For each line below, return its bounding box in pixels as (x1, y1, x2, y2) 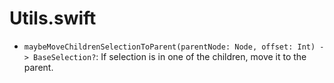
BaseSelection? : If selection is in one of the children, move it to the (33, 50, 307, 62)
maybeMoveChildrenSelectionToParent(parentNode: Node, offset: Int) (23, 42, 316, 52)
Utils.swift (9, 7, 97, 30)
